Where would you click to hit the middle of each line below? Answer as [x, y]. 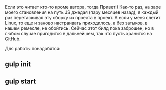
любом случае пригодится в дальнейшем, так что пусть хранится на [79, 34]
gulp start [21, 81]
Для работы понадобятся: [33, 48]
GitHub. [13, 39]
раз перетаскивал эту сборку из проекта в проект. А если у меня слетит [83, 18]
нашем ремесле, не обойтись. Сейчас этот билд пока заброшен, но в [80, 28]
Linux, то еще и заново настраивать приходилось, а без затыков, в [76, 23]
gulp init [18, 64]
